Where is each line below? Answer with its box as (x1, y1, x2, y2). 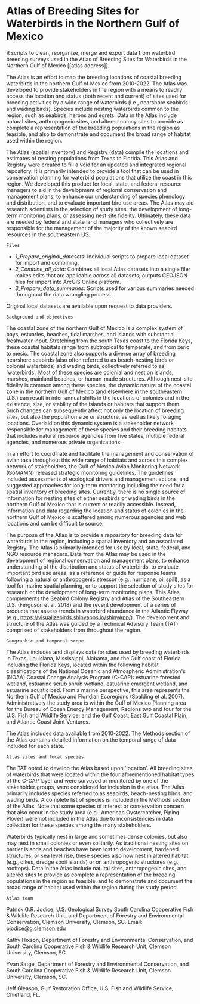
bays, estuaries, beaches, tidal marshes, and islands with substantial (6, 330, 175, 338)
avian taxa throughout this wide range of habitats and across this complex (6, 456, 188, 464)
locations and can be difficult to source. (6, 520, 104, 527)
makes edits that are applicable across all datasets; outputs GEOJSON (14, 271, 188, 279)
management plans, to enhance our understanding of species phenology (6, 193, 186, 200)
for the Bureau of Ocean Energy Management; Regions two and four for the (6, 705, 192, 712)
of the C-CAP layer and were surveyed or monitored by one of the (6, 777, 168, 784)
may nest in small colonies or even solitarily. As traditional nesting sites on (6, 839, 189, 847)
